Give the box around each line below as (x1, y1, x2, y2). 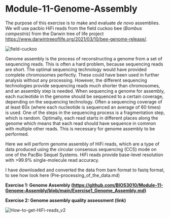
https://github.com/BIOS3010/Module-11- (73, 182, 163, 188)
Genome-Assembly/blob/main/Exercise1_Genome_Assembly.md (5, 187, 145, 193)
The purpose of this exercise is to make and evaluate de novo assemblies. (5, 20, 160, 26)
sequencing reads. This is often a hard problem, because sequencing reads (5, 61, 163, 67)
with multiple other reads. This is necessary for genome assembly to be (5, 125, 155, 132)
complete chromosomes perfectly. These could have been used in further (5, 71, 160, 78)
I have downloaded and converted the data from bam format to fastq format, (5, 167, 165, 173)
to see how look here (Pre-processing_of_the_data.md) (5, 172, 120, 178)
